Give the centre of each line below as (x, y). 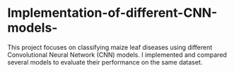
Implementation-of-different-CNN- (112, 13)
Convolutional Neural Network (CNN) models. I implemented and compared (117, 55)
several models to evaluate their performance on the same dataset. (105, 62)
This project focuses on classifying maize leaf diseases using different (110, 47)
